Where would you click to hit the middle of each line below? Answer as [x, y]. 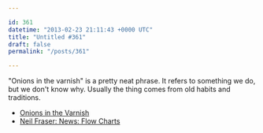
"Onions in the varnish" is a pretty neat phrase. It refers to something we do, [132, 81]
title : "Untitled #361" [47, 37]
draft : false [30, 44]
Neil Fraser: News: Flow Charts [70, 121]
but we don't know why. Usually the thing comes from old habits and [119, 89]
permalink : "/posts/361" [49, 52]
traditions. [24, 98]
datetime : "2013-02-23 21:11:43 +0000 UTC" [81, 30]
